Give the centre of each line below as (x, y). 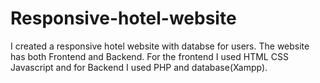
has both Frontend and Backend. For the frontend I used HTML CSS (149, 56)
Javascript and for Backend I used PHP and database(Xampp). (139, 67)
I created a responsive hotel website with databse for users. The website (160, 46)
